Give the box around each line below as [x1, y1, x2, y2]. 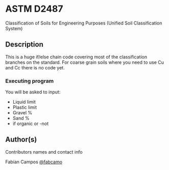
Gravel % [12, 110, 33, 116]
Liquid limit [12, 99, 36, 105]
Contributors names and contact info [5, 149, 83, 155]
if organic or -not [12, 120, 49, 127]
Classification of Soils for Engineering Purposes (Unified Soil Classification [5, 20, 162, 26]
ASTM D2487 [5, 3, 63, 15]
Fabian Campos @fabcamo [5, 159, 63, 165]
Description [5, 40, 43, 49]
